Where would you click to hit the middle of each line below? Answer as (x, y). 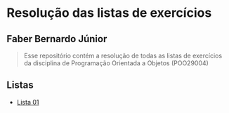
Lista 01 (28, 102)
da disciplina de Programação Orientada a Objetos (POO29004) (116, 63)
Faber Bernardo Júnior (57, 39)
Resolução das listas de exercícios (109, 13)
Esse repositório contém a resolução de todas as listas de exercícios (123, 55)
